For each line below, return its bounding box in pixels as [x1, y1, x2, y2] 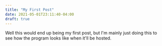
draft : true [5, 16, 30, 21]
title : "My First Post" [5, 7, 54, 12]
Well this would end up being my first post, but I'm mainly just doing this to [5, 30, 158, 36]
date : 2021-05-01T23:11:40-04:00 [5, 12, 74, 17]
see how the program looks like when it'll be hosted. [5, 35, 111, 41]
